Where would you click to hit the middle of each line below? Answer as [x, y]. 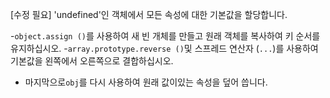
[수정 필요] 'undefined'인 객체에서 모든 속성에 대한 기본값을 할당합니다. [149, 14]
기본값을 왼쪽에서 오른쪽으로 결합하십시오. [92, 61]
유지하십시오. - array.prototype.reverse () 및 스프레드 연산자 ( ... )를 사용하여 [164, 48]
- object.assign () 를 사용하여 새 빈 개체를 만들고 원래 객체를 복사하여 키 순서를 [165, 36]
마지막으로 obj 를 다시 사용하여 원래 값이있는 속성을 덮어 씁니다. [146, 82]
